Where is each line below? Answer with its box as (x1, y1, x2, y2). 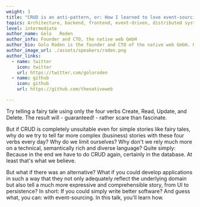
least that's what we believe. (6, 157, 76, 164)
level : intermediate (6, 25, 58, 32)
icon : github (17, 81, 49, 87)
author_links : (6, 53, 42, 59)
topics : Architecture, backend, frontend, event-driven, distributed (6, 20, 183, 26)
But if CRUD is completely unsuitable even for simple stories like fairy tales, (6, 126, 190, 133)
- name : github (11, 75, 49, 81)
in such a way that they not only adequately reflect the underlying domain (6, 175, 187, 182)
